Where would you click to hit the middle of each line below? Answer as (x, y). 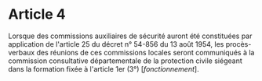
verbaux (22, 52)
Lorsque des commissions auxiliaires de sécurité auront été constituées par (130, 36)
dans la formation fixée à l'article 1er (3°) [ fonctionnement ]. (104, 69)
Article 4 (37, 14)
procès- (238, 44)
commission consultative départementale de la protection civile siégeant (126, 61)
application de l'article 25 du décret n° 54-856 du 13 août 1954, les (116, 44)
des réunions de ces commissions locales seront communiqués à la (146, 52)
